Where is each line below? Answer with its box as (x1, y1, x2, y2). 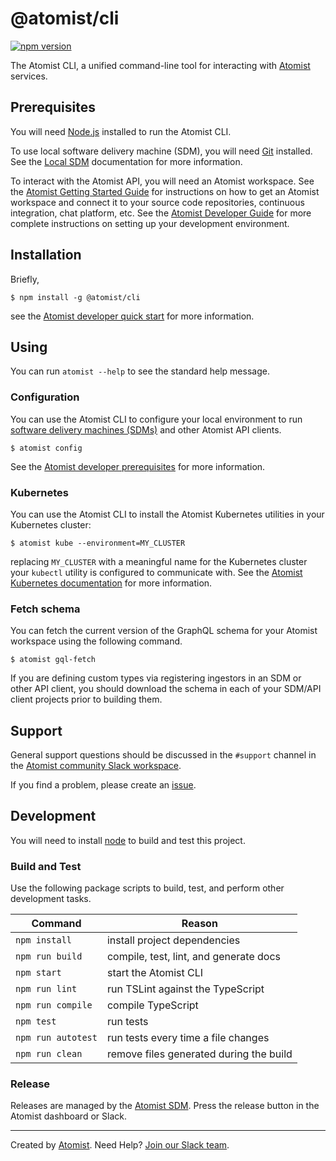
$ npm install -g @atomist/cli (10, 292, 141, 302)
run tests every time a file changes (106, 1031, 270, 1045)
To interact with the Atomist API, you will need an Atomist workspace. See (10, 175, 315, 187)
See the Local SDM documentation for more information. (10, 155, 243, 167)
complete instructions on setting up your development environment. (10, 217, 290, 229)
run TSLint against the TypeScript (106, 982, 265, 996)
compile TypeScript (106, 998, 199, 1012)
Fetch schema (10, 602, 81, 616)
